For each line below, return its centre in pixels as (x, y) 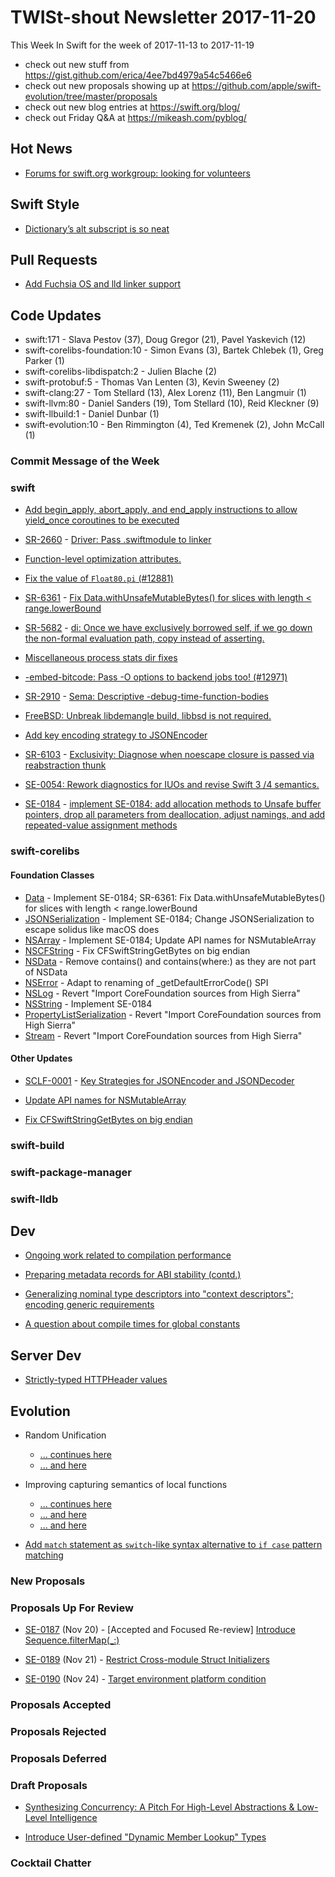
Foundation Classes (52, 875)
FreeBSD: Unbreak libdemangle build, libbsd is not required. (148, 716)
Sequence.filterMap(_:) (72, 1640)
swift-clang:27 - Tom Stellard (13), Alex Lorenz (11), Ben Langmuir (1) (165, 393)
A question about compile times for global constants (132, 1324)
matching (44, 1555)
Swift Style (45, 204)
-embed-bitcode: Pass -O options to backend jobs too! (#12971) (156, 677)
